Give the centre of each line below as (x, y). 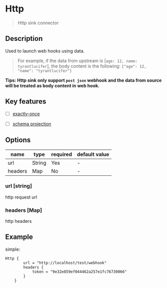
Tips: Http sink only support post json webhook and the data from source (83, 80)
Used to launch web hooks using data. (45, 51)
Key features (26, 102)
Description (24, 39)
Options (18, 140)
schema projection (32, 124)
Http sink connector (38, 23)
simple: (13, 249)
